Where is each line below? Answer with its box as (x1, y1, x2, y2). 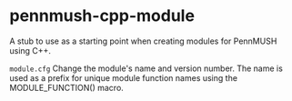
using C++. (9, 45, 52, 56)
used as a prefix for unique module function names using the (9, 72, 238, 83)
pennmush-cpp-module (9, 5, 196, 26)
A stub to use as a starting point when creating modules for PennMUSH (9, 35, 277, 46)
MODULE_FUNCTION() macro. (9, 82, 125, 93)
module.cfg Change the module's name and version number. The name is (9, 63, 284, 74)
